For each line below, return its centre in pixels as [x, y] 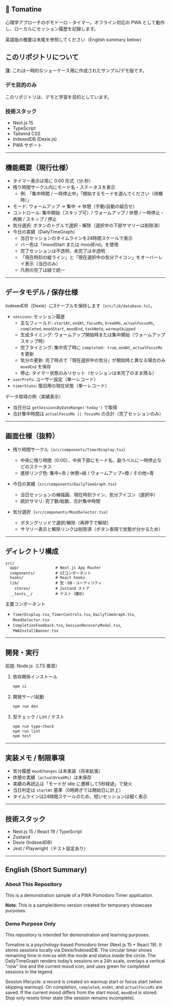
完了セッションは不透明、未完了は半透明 [63, 251]
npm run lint [26, 731]
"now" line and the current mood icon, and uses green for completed [78, 966]
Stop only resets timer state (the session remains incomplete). [70, 998]
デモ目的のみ [21, 85]
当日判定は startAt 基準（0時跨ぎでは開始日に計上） [68, 790]
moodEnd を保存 [36, 366]
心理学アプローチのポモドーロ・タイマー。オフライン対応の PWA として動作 [85, 22]
